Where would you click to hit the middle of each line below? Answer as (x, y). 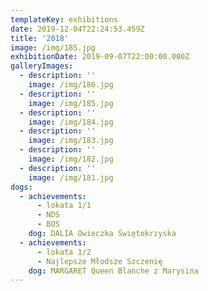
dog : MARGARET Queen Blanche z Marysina (113, 271)
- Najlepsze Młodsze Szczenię (99, 261)
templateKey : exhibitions (64, 19)
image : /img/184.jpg (71, 122)
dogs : (21, 187)
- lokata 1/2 (64, 252)
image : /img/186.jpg (71, 85)
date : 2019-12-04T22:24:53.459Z (77, 29)
